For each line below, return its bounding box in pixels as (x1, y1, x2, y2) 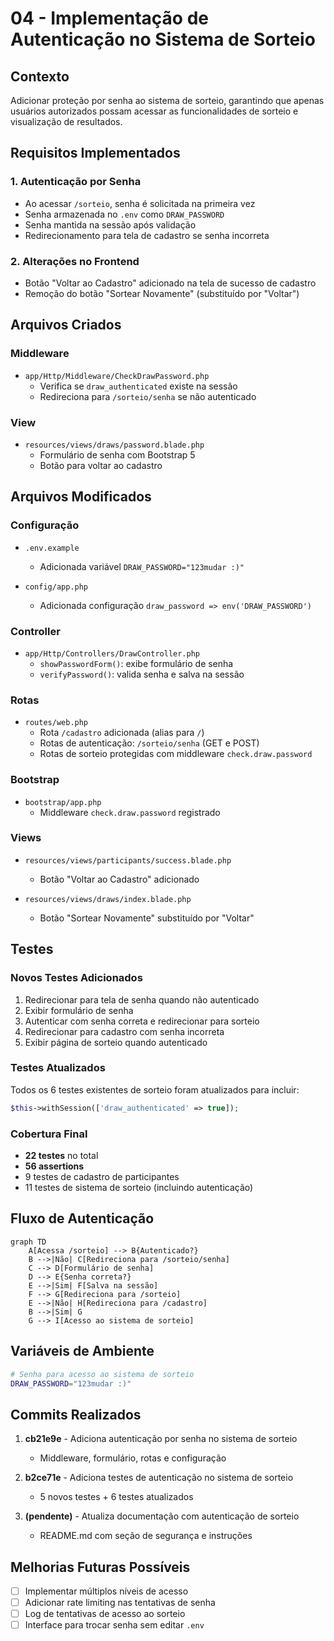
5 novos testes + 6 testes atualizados (39, 1491, 194, 1503)
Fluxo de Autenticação (10, 1210, 155, 1227)
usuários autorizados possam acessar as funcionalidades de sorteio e (10, 105, 299, 117)
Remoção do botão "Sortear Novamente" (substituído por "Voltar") (24, 287, 300, 299)
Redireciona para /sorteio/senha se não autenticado (39, 390, 257, 402)
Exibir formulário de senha (24, 1004, 134, 1016)
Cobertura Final (10, 1127, 88, 1141)
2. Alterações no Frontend (10, 254, 140, 268)
